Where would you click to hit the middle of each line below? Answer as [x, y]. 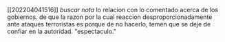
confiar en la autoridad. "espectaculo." [62, 31]
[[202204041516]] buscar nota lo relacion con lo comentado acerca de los [113, 10]
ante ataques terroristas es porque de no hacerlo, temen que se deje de [109, 24]
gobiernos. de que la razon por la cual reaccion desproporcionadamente [110, 17]
